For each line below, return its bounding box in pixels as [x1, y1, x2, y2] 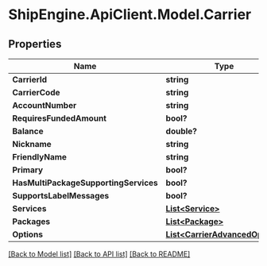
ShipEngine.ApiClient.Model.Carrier [8, 6, 252, 24]
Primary [12, 164, 44, 175]
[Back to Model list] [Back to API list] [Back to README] [8, 249, 191, 259]
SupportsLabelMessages [12, 191, 110, 201]
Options [12, 229, 44, 240]
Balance [12, 125, 44, 137]
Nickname [12, 139, 52, 149]
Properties [8, 37, 62, 51]
